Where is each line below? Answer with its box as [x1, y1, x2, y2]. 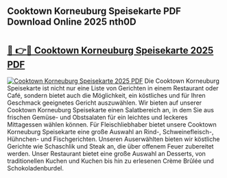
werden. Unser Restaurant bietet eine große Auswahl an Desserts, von [7, 150, 206, 157]
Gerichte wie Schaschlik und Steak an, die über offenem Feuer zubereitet [7, 142, 214, 150]
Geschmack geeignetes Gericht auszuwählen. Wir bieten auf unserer [7, 99, 202, 107]
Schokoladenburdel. [7, 164, 64, 172]
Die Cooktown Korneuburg [144, 77, 219, 85]
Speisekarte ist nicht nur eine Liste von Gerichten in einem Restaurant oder [7, 84, 219, 92]
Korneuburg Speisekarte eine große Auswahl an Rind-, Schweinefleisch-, [7, 128, 214, 136]
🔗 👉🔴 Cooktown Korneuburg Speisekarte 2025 [7, 44, 214, 56]
